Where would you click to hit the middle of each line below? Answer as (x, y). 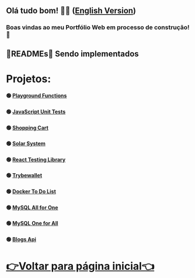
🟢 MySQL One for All (32, 224)
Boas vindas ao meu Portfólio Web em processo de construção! (98, 28)
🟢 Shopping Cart (27, 128)
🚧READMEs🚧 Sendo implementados (72, 54)
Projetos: (29, 79)
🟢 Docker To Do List (31, 191)
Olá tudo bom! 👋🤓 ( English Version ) (71, 11)
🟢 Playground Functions (36, 96)
